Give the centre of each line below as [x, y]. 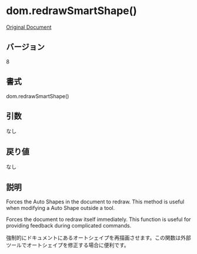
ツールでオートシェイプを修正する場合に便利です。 [68, 245]
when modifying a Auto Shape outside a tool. [61, 208]
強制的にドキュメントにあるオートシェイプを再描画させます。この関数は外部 [98, 238]
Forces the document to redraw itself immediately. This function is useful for [98, 219]
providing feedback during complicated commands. [69, 225]
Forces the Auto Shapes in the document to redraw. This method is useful [95, 202]
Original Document [29, 27]
